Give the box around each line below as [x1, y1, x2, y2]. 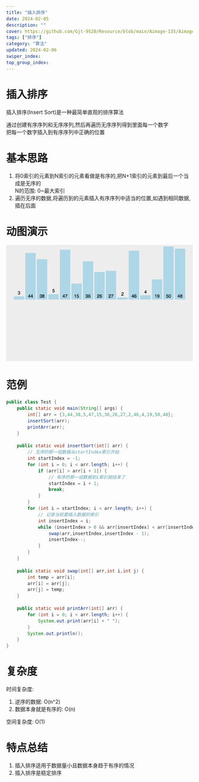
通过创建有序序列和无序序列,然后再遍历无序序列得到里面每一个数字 [6, 121, 169, 128]
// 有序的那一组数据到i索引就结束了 [48, 474, 126, 480]
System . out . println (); [27, 630, 84, 637]
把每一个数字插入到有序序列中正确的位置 [6, 128, 105, 136]
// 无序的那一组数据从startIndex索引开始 [27, 449, 120, 455]
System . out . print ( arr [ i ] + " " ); [37, 618, 120, 624]
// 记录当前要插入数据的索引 [37, 512, 99, 518]
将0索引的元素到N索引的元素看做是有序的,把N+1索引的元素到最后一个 [14, 172, 184, 179]
